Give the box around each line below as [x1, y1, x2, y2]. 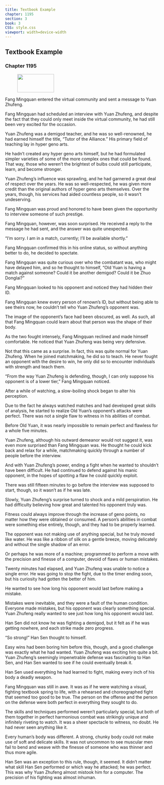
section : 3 [5, 16, 27, 21]
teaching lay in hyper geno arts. [5, 141, 69, 147]
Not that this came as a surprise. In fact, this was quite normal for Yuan [5, 348, 148, 354]
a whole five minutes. [5, 427, 48, 433]
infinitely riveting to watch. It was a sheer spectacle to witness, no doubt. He [5, 719, 159, 725]
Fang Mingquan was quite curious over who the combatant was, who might [5, 259, 157, 265]
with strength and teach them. [5, 363, 66, 369]
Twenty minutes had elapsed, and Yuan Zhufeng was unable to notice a [5, 565, 149, 572]
